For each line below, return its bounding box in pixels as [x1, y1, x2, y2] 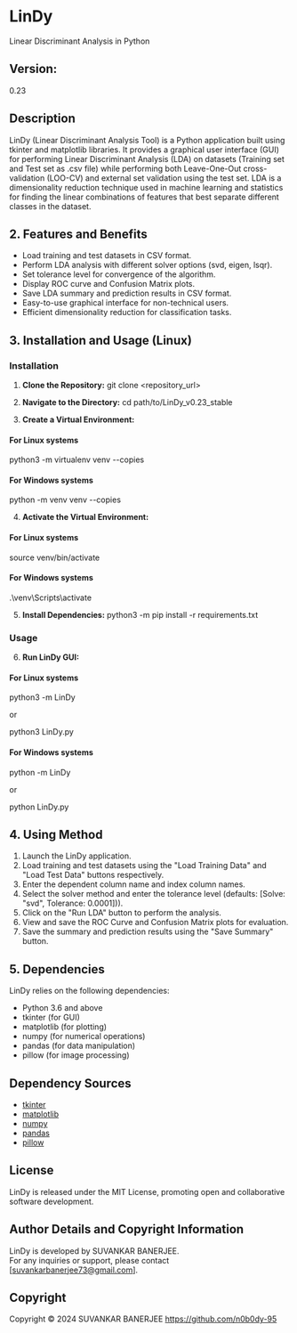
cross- [243, 163, 268, 174]
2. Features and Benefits [9, 226, 148, 241]
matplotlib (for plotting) [21, 1021, 108, 1032]
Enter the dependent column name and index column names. [21, 879, 246, 890]
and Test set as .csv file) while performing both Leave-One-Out [9, 163, 242, 174]
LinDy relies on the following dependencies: [9, 986, 170, 996]
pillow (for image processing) [21, 1050, 131, 1061]
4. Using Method [9, 826, 103, 842]
